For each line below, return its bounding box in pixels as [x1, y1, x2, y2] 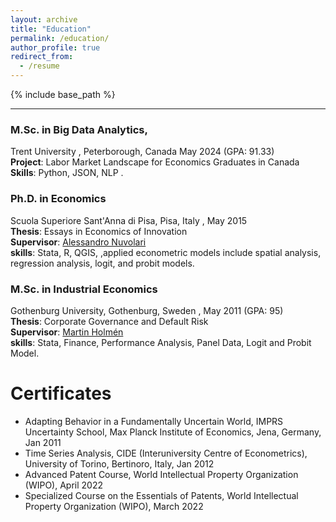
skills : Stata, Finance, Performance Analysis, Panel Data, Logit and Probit [10, 336, 312, 348]
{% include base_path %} [10, 89, 116, 100]
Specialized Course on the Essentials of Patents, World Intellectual [24, 489, 299, 501]
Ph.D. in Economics [10, 192, 107, 206]
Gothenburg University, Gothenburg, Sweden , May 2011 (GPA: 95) [10, 304, 284, 316]
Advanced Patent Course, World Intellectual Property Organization [24, 468, 299, 480]
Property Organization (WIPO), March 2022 [24, 500, 204, 512]
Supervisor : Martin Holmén [10, 326, 124, 338]
